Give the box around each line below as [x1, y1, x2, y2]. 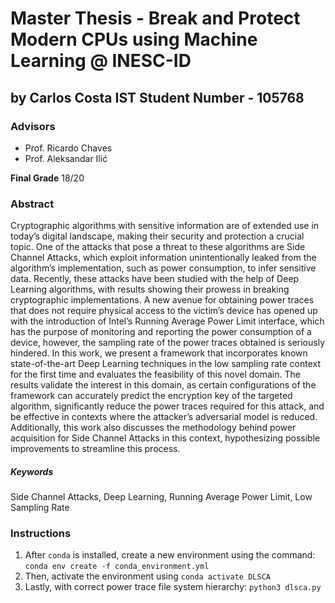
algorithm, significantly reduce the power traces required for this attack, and [10, 400, 325, 412]
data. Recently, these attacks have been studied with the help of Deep [10, 273, 300, 285]
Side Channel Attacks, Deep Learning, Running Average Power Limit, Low [10, 491, 313, 503]
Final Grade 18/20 [10, 172, 85, 184]
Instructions [10, 527, 72, 541]
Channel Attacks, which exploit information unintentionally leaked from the [10, 252, 317, 264]
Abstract [10, 197, 55, 211]
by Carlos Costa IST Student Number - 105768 [10, 89, 305, 106]
